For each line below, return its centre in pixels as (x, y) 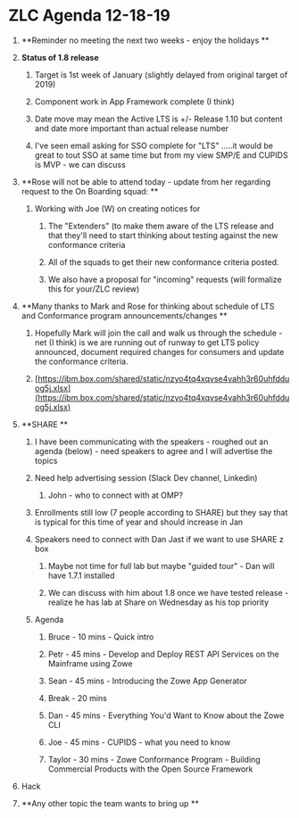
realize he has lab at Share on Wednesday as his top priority (158, 602)
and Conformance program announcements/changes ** (125, 315)
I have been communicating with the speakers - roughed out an (151, 442)
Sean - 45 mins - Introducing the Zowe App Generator (147, 681)
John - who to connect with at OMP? (116, 495)
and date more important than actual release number (132, 128)
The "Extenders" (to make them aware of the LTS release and (161, 226)
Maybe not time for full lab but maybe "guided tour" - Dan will (161, 566)
